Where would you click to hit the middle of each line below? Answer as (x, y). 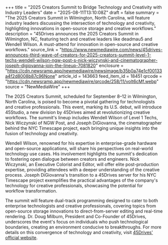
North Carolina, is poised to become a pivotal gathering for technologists (80, 102)
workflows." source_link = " (33, 50)
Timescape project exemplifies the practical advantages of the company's (82, 180)
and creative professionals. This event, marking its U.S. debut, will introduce (83, 107)
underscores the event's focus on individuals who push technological (77, 222)
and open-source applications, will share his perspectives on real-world (79, 148)
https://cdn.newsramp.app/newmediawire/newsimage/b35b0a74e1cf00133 (85, 71)
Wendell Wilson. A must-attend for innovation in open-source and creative (82, 44)
